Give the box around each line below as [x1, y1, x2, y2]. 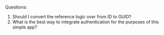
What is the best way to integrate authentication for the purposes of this [12, 19, 159, 25]
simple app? [12, 24, 38, 30]
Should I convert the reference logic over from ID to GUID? [12, 14, 132, 19]
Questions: [5, 4, 27, 10]
